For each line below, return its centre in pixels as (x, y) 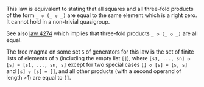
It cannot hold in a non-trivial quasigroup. (58, 22)
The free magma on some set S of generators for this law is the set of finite (100, 52)
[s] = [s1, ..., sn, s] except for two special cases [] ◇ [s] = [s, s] (97, 64)
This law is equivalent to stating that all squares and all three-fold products (100, 9)
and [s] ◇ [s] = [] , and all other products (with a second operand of (94, 71)
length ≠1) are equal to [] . (39, 78)
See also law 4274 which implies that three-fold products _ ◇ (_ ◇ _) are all (102, 33)
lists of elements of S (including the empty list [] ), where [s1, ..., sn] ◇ (98, 58)
